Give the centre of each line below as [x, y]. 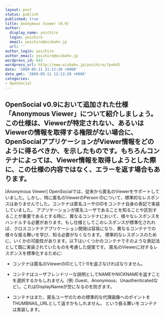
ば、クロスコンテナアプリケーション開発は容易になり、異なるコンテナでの [81, 228]
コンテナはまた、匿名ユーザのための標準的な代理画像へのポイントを [81, 297]
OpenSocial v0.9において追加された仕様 [67, 105]
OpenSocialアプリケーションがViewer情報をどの [80, 142]
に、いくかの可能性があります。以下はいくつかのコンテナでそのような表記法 [82, 241]
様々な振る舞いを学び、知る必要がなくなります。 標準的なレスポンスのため [81, 235]
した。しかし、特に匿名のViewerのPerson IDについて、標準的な [78, 198]
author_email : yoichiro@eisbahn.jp [42, 56]
